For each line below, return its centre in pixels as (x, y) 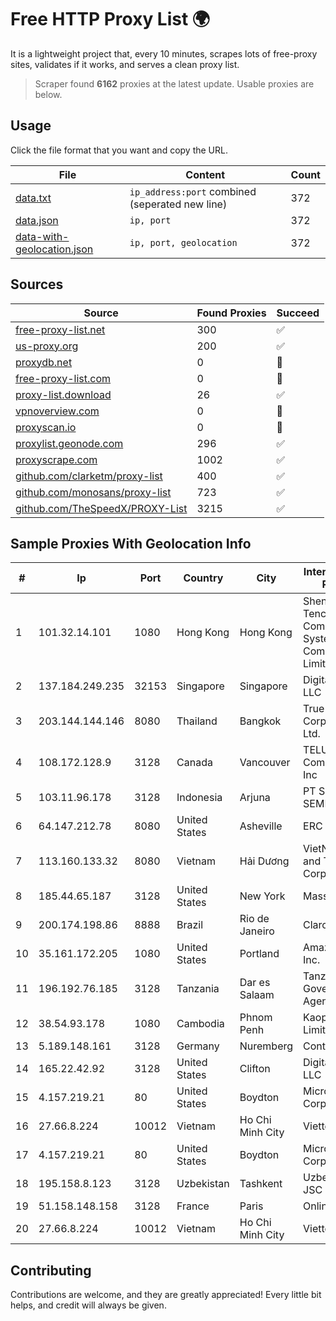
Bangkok (260, 721)
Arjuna (255, 798)
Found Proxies (231, 313)
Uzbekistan (203, 1184)
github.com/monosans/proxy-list (93, 492)
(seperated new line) (178, 204)
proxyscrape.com (56, 459)
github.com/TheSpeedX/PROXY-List (101, 508)
